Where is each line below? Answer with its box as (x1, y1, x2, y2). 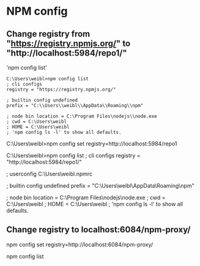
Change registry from (6, 29, 91, 39)
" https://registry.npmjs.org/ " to (6, 38, 131, 48)
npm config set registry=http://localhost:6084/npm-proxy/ (6, 240, 154, 248)
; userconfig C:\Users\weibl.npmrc (6, 170, 93, 177)
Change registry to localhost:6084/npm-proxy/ (6, 224, 191, 235)
